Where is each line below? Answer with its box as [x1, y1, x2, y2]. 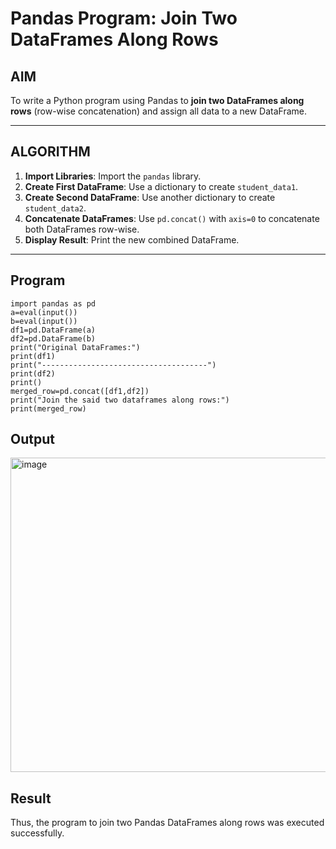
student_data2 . [24, 202, 87, 214]
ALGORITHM [10, 143, 91, 161]
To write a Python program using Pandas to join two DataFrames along [10, 95, 305, 106]
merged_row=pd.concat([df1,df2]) [10, 386, 150, 396]
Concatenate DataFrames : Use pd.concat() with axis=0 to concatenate [24, 212, 320, 224]
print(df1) [10, 351, 56, 361]
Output [10, 431, 55, 448]
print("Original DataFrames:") [10, 342, 141, 352]
